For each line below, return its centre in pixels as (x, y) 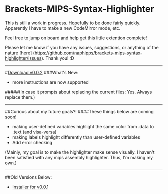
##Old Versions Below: (29, 177)
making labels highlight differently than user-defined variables (76, 137)
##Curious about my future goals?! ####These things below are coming (79, 111)
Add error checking (32, 142)
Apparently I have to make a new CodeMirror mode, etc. (63, 28)
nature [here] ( (20, 53)
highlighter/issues (23, 58)
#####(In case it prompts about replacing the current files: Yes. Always (79, 92)
